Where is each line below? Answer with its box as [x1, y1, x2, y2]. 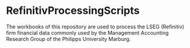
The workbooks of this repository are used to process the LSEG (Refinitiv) [6, 23, 185, 30]
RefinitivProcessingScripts [6, 4, 140, 17]
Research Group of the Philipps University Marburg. [6, 35, 131, 42]
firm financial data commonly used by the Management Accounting [6, 29, 169, 36]
